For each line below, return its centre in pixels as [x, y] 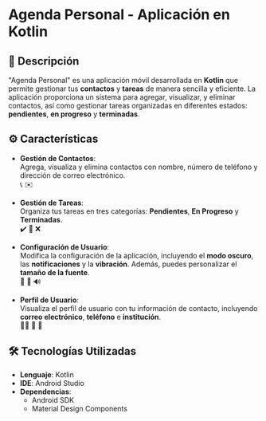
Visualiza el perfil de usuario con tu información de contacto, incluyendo [139, 308]
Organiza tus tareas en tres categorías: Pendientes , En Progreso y [129, 211]
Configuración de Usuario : [65, 247]
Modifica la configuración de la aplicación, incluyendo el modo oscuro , [137, 255]
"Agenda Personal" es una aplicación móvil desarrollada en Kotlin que [123, 80]
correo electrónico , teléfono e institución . [90, 317]
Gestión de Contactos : [58, 158]
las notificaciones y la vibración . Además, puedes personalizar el [128, 264]
